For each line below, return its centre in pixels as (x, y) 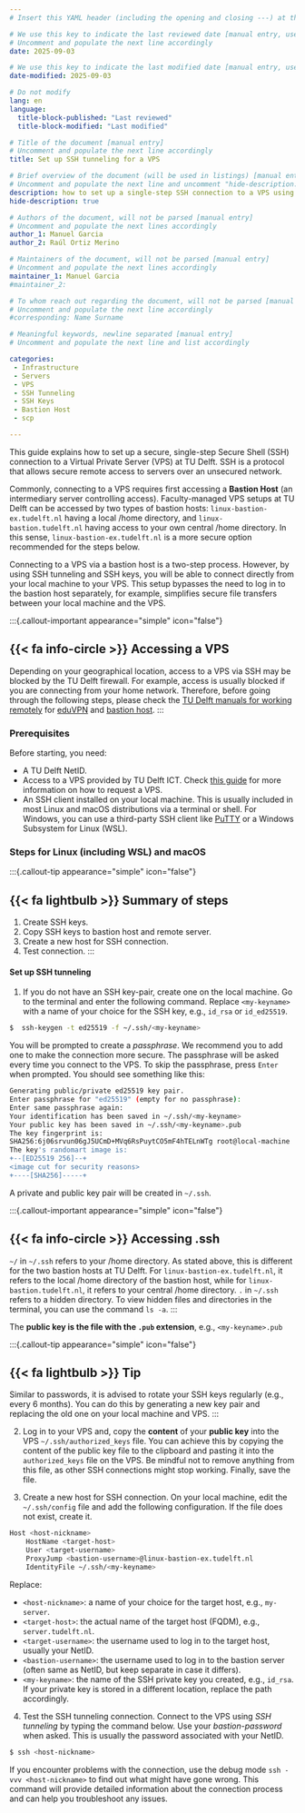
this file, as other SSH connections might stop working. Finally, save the (157, 1470)
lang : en (26, 101)
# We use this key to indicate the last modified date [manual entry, (146, 68)
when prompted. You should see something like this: (108, 1075)
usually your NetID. (58, 1650)
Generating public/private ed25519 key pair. (97, 1091)
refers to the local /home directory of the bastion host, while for (128, 1280)
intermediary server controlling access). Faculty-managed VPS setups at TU (152, 498)
